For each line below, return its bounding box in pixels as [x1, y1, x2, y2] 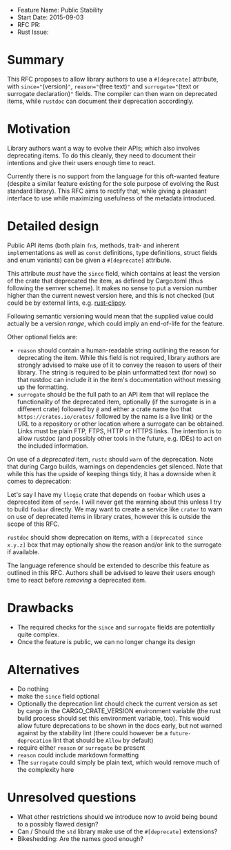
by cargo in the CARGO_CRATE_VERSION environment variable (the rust [17, 706, 221, 715]
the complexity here [17, 765, 74, 773]
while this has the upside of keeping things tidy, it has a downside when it [7, 469, 217, 478]
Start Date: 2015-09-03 [17, 13, 84, 21]
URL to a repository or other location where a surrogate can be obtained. [17, 419, 224, 428]
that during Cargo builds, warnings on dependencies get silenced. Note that [7, 462, 223, 471]
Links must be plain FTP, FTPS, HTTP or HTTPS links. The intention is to [17, 426, 222, 435]
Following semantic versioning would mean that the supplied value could [7, 312, 214, 320]
